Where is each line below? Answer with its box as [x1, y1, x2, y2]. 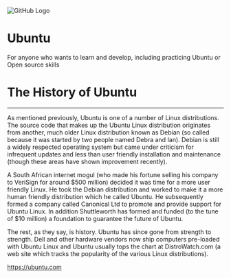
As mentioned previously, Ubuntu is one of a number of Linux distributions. [7, 113, 219, 121]
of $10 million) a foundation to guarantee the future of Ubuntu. [7, 214, 184, 222]
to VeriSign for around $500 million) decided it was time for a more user [7, 178, 211, 186]
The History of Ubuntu [7, 84, 137, 100]
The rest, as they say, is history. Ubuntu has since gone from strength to [7, 227, 212, 236]
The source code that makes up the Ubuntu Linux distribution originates [7, 121, 211, 129]
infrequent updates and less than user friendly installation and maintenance [7, 150, 221, 158]
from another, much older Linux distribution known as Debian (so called [7, 128, 210, 137]
